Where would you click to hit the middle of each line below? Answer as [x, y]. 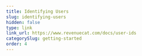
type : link [19, 28]
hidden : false [23, 22]
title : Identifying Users [37, 11]
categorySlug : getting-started [44, 38]
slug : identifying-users [36, 17]
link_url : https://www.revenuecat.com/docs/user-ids [71, 33]
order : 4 [17, 44]
